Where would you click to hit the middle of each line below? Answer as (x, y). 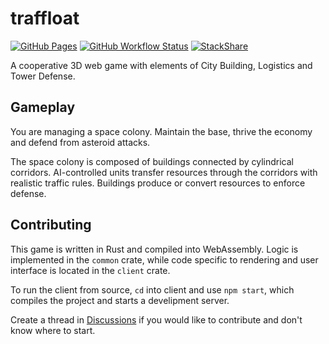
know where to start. (53, 330)
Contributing (51, 225)
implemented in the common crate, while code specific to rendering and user (164, 259)
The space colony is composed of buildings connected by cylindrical (152, 161)
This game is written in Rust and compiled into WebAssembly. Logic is (154, 249)
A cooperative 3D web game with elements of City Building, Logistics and (161, 65)
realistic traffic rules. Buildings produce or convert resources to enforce (158, 183)
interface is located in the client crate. (90, 270)
